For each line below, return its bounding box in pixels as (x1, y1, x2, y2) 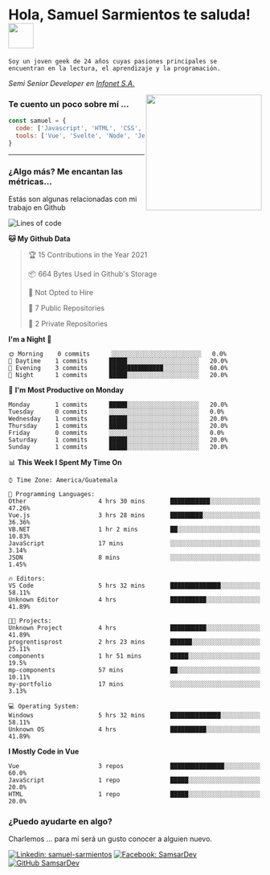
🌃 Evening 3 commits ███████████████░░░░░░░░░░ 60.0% (8, 364, 228, 372)
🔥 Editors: (8, 575, 46, 583)
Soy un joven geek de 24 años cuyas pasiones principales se (8, 57, 218, 65)
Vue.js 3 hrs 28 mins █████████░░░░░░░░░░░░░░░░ (8, 511, 261, 520)
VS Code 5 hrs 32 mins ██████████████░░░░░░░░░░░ (8, 581, 261, 590)
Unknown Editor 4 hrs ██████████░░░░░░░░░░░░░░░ (8, 596, 261, 604)
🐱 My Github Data (8, 234, 71, 244)
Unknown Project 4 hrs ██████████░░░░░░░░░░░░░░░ (8, 624, 261, 632)
